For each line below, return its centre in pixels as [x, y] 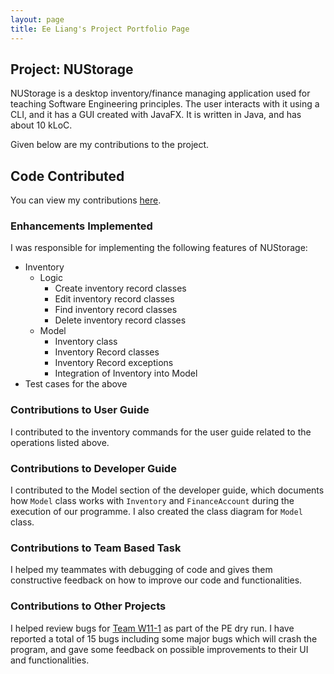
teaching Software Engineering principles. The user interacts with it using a [165, 104]
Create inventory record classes [120, 288]
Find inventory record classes [116, 310]
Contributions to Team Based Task [96, 548]
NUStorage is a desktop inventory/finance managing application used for [160, 93]
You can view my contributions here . [86, 200]
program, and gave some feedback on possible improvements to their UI [159, 649]
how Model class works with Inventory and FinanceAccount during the [152, 501]
